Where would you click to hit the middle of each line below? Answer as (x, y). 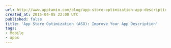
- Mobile (15, 33)
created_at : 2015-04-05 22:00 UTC (42, 14)
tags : (11, 28)
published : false (24, 19)
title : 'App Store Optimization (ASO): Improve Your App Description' (82, 24)
